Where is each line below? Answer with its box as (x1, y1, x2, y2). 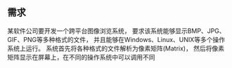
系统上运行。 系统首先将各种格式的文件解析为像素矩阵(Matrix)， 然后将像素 (7, 44, 225, 53)
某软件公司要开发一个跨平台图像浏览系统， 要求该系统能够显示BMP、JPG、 (7, 27, 226, 35)
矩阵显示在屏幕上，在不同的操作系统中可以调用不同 (7, 53, 155, 61)
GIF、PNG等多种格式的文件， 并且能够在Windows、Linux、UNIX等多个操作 (7, 35, 226, 43)
